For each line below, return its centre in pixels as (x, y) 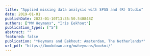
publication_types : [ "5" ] (31, 28)
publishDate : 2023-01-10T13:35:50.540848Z (49, 19)
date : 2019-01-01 (23, 14)
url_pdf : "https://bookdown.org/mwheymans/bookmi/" (59, 46)
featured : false (22, 37)
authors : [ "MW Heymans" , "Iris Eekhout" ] (48, 23)
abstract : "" (18, 32)
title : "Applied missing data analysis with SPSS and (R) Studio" (74, 9)
